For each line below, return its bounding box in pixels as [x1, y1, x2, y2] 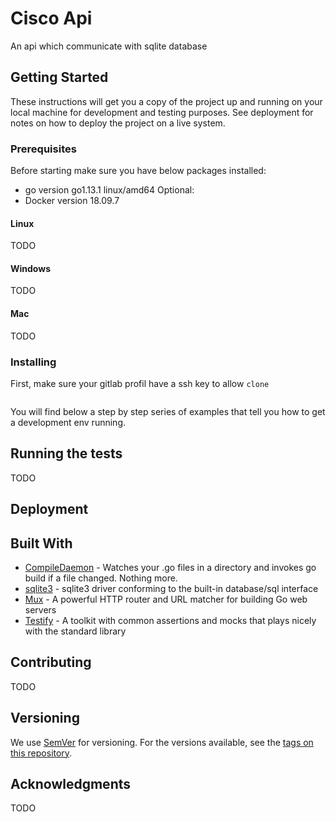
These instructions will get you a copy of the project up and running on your [10, 95, 323, 107]
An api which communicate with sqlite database [10, 40, 208, 52]
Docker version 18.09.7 [24, 195, 120, 207]
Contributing [10, 654, 92, 671]
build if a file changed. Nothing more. [24, 572, 178, 584]
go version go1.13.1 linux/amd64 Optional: [24, 184, 195, 196]
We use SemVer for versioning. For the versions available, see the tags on [10, 736, 314, 748]
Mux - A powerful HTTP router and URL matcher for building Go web [24, 593, 308, 605]
